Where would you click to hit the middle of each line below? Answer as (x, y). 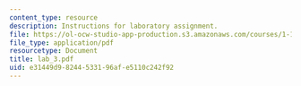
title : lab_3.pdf (42, 59)
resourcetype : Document (54, 51)
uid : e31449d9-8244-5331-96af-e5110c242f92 (92, 68)
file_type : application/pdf (62, 43)
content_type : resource (54, 17)
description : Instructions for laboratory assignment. (114, 26)
